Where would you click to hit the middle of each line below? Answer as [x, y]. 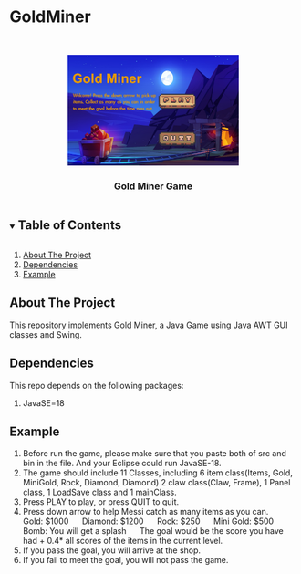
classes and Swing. [46, 334]
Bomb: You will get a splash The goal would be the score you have [153, 531]
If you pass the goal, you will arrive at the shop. [112, 550]
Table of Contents [69, 225]
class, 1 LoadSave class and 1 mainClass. [99, 492]
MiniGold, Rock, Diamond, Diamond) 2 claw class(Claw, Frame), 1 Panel [156, 483]
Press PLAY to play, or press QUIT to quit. [101, 502]
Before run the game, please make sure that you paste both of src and [155, 454]
